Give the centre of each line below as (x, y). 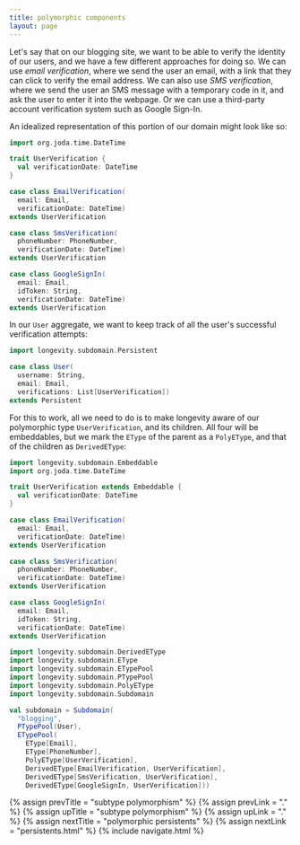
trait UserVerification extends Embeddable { (95, 487)
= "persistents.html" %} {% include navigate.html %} (107, 831)
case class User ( (42, 367)
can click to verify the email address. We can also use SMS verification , (141, 80)
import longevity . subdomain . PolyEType (81, 685)
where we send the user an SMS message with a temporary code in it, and (147, 90)
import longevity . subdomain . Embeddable (84, 462)
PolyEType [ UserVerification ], (82, 760)
